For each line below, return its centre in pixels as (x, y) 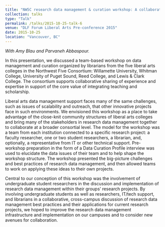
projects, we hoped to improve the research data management (68, 209)
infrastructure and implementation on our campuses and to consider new (79, 215)
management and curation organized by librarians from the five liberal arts (80, 65)
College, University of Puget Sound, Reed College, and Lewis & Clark (75, 76)
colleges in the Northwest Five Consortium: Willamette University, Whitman (81, 71)
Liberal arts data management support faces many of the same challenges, (81, 101)
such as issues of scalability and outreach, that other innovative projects (78, 106)
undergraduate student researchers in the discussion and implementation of (82, 183)
